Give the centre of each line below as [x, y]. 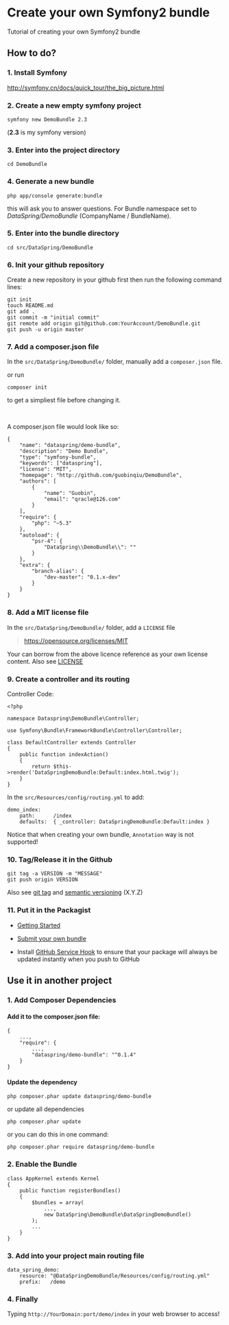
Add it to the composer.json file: [54, 1017]
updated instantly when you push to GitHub [79, 959]
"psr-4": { [47, 542]
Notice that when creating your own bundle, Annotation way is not [100, 835]
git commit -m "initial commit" [53, 318]
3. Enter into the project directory [63, 150]
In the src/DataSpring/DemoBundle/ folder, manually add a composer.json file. [115, 362]
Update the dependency [42, 1082]
